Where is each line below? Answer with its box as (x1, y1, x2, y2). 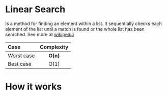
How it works (5, 81, 62, 92)
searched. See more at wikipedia (5, 31, 74, 37)
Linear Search (5, 4, 66, 15)
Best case (8, 60, 32, 67)
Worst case (8, 52, 35, 59)
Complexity (40, 43, 69, 51)
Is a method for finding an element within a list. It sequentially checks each (5, 20, 162, 27)
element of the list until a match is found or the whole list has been (5, 26, 145, 32)
